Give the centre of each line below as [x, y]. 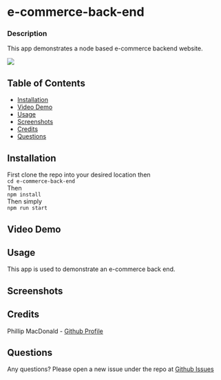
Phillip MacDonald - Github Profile [55, 331]
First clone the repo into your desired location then [79, 175]
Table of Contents [46, 83]
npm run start [28, 208]
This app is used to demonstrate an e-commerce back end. [91, 269]
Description [27, 34]
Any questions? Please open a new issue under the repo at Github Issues [111, 369]
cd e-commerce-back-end [41, 181]
